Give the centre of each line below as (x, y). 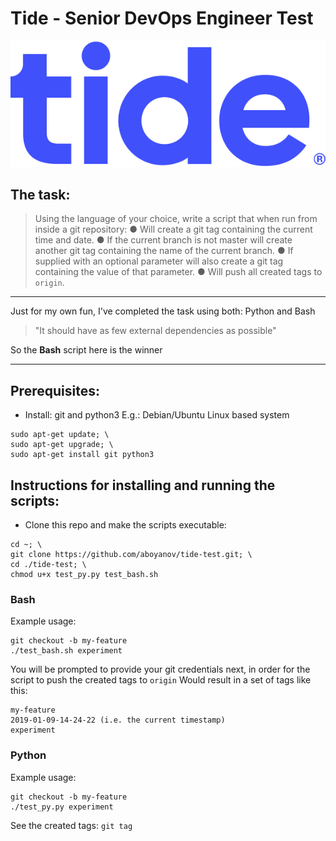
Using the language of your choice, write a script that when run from (176, 219)
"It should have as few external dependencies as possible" (155, 331)
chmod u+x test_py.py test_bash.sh (84, 574)
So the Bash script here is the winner (86, 350)
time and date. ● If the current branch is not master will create (163, 240)
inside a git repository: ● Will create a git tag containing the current (173, 229)
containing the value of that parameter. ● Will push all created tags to (178, 272)
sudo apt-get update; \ (60, 435)
